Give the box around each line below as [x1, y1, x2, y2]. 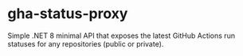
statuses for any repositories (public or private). [7, 39, 164, 48]
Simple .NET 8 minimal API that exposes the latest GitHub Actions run [7, 31, 236, 40]
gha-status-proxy [7, 5, 128, 23]
